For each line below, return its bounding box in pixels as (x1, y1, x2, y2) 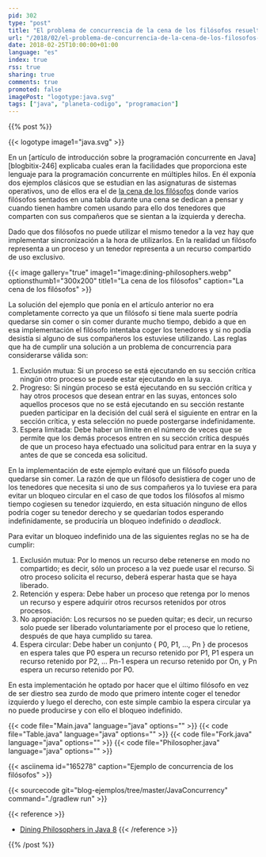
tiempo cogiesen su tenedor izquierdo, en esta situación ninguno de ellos (8, 499, 248, 509)
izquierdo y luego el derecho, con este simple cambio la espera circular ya (8, 698, 251, 707)
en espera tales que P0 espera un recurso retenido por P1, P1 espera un (19, 648, 254, 658)
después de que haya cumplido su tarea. (19, 632, 153, 641)
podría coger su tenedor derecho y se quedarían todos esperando (8, 508, 224, 517)
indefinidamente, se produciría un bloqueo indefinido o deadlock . (8, 517, 222, 526)
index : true (8, 56, 47, 64)
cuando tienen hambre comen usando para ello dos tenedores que (8, 203, 226, 213)
